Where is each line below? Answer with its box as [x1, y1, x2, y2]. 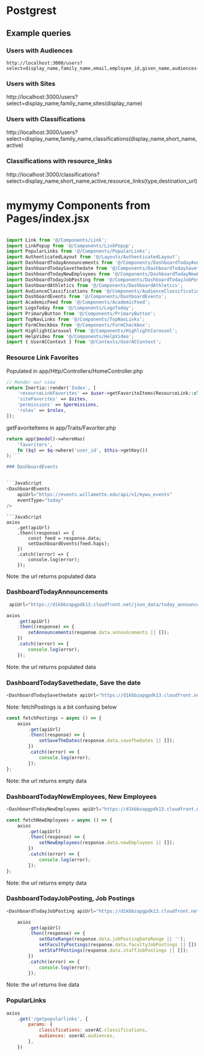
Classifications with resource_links [6, 157, 112, 165]
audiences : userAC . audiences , [38, 1033, 115, 1039]
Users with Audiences [6, 46, 73, 55]
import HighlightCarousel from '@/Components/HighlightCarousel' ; [6, 327, 178, 334]
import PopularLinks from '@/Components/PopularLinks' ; [6, 248, 151, 255]
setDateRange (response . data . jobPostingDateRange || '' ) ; [38, 936, 186, 942]
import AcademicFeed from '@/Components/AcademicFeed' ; [6, 299, 151, 305]
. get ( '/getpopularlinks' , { [17, 1016, 88, 1022]
